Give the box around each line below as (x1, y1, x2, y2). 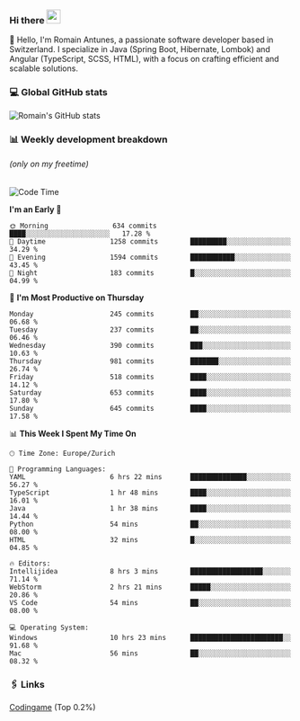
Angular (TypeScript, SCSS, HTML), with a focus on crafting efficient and (9, 54, 280, 65)
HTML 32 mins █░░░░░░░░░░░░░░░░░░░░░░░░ (9, 535, 292, 544)
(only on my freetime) (9, 158, 90, 170)
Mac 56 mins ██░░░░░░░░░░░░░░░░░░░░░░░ (9, 648, 292, 658)
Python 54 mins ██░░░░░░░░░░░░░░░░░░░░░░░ (9, 520, 292, 529)
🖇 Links (9, 678, 45, 690)
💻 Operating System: (9, 623, 90, 632)
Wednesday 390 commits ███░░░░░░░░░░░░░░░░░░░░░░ (9, 341, 292, 350)
